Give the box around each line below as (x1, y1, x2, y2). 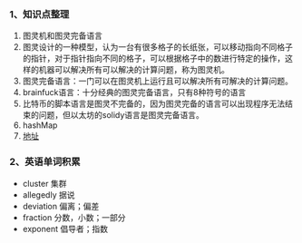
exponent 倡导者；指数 (22, 223, 109, 234)
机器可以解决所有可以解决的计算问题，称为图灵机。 (38, 64, 229, 75)
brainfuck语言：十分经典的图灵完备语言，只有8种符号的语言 (22, 87, 247, 98)
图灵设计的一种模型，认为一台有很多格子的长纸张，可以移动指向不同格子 (22, 42, 293, 53)
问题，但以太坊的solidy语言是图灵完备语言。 (38, 110, 204, 121)
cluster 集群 (22, 178, 67, 189)
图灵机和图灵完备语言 (22, 30, 102, 42)
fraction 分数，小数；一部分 (22, 211, 126, 223)
